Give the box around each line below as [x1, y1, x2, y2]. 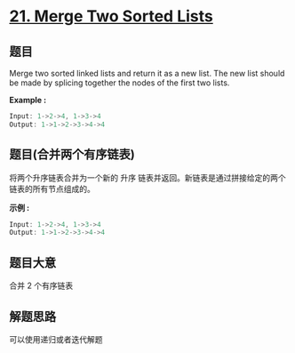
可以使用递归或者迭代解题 [9, 333, 103, 344]
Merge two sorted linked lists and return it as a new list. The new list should [9, 68, 285, 78]
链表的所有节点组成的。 [9, 183, 95, 194]
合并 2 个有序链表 [9, 280, 74, 291]
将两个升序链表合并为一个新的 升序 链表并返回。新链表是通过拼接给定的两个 [9, 172, 286, 183]
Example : [9, 95, 47, 105]
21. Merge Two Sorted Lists [9, 6, 213, 27]
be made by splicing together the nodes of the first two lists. [9, 77, 230, 88]
